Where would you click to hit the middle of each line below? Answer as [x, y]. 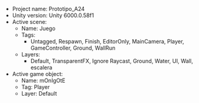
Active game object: [37, 74]
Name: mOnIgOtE [43, 80]
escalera [41, 67]
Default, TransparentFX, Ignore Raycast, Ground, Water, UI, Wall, [112, 61]
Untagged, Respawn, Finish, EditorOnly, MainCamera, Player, [107, 41]
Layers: [31, 54]
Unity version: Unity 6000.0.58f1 [53, 15]
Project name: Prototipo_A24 [48, 9]
